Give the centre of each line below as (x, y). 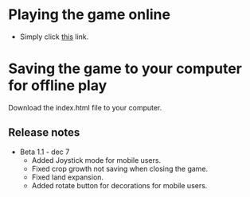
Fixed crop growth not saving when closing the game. (120, 168)
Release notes (44, 133)
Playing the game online (90, 15)
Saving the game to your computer (125, 69)
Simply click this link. (54, 37)
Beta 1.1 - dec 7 (45, 152)
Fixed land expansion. (68, 177)
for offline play (58, 86)
